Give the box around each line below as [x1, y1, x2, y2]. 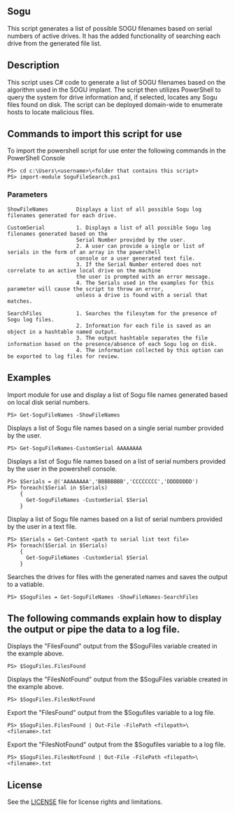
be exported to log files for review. [7, 353, 120, 360]
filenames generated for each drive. [7, 211, 117, 219]
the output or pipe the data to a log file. [7, 623, 180, 635]
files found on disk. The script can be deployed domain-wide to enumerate [7, 100, 223, 109]
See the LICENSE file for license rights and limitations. [7, 798, 163, 806]
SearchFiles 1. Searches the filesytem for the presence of [7, 310, 218, 317]
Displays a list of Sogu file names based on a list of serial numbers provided [7, 457, 226, 465]
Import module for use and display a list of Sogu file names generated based [7, 390, 228, 398]
